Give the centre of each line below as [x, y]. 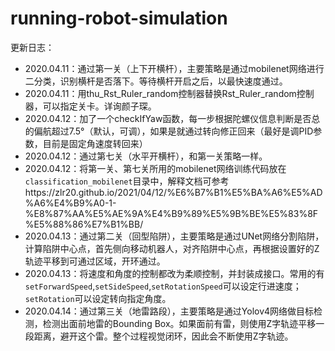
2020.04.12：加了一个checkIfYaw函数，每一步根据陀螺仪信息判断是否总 [172, 118]
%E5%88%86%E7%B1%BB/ [84, 224]
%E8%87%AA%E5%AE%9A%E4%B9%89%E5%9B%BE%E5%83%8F [171, 213]
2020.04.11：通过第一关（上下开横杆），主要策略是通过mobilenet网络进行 [174, 68]
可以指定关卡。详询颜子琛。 [99, 106]
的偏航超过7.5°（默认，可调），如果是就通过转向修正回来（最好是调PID [169, 131]
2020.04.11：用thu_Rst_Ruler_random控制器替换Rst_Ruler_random [160, 93]
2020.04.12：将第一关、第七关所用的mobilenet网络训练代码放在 [155, 168]
